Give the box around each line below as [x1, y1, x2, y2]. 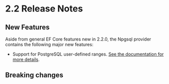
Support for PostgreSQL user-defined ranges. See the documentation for [12, 51, 164, 57]
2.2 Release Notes [5, 3, 83, 14]
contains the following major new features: [5, 41, 94, 47]
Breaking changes [5, 71, 64, 79]
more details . [12, 56, 40, 62]
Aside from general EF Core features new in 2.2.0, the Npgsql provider [5, 36, 151, 42]
